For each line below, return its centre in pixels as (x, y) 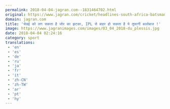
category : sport (22, 38)
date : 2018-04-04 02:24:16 (34, 33)
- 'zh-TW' (18, 84)
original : (16, 15)
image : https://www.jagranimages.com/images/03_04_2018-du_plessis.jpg (82, 29)
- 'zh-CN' (18, 80)
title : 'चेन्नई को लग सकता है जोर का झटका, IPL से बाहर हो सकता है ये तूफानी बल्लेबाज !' (83, 24)
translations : (20, 43)
